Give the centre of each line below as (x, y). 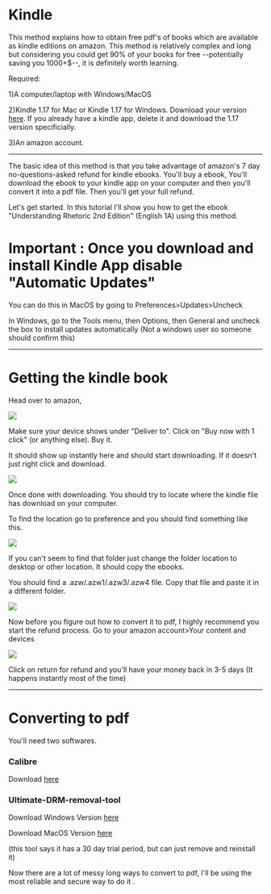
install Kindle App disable (96, 266)
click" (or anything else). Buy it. (60, 439)
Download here (33, 779)
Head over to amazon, (45, 400)
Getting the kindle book (88, 378)
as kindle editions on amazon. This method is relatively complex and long (130, 45)
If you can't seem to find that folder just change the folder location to (123, 558)
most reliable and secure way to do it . (72, 882)
